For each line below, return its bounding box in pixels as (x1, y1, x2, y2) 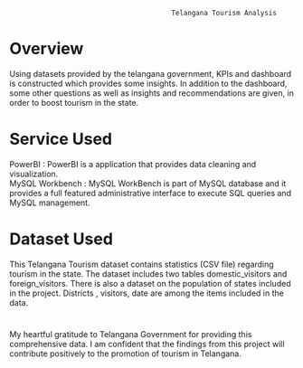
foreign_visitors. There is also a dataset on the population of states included (9, 278, 291, 288)
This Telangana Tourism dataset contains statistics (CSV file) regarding (9, 259, 274, 269)
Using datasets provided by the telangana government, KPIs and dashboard (9, 68, 292, 79)
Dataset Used (9, 229, 113, 250)
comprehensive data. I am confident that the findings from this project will (9, 339, 285, 349)
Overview (9, 39, 84, 59)
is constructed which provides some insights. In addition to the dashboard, (9, 78, 288, 89)
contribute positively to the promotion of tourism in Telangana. (9, 348, 242, 359)
